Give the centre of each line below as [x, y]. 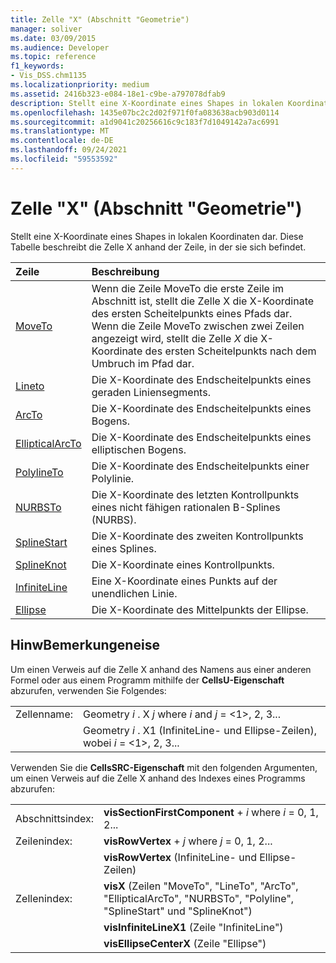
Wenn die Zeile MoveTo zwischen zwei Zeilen [198, 326]
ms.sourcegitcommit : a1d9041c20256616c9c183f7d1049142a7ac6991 [145, 122]
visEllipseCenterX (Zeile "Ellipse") [185, 943]
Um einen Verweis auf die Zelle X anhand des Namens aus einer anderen [161, 669]
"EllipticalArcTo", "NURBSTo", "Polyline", [199, 898]
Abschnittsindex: [55, 818]
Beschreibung [125, 271]
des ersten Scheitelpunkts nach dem [230, 351]
